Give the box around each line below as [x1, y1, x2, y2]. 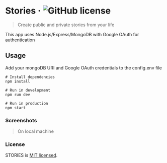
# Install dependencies [5, 74, 55, 79]
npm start [5, 105, 26, 110]
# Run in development [5, 88, 51, 93]
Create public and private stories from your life [17, 22, 115, 28]
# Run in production [5, 101, 49, 106]
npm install [5, 78, 30, 84]
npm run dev [5, 92, 30, 97]
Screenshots [5, 117, 37, 124]
